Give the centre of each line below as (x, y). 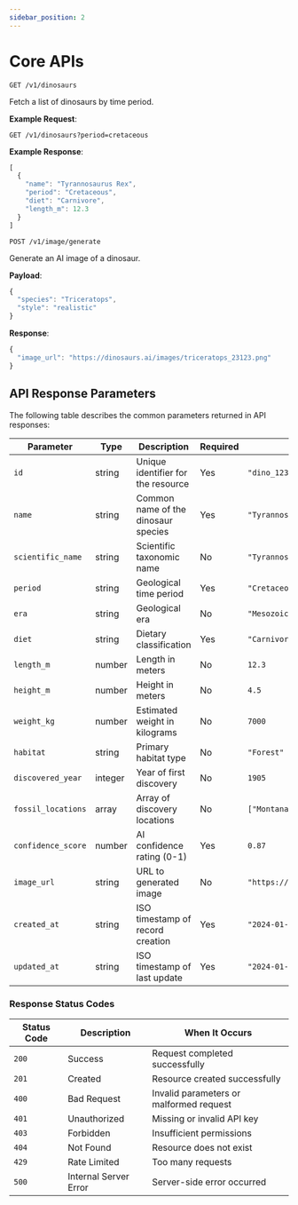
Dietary (151, 633)
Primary (153, 747)
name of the (161, 509)
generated (158, 882)
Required (220, 447)
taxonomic (158, 557)
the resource (163, 483)
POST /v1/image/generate (55, 242)
